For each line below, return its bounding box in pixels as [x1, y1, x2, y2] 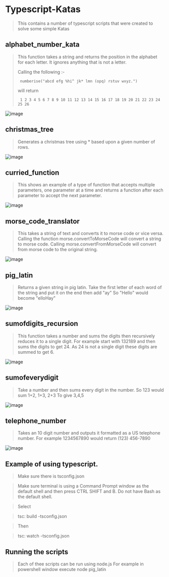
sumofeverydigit [5, 373, 59, 382]
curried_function [5, 168, 60, 177]
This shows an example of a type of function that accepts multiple [17, 182, 155, 188]
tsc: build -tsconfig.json [17, 513, 67, 519]
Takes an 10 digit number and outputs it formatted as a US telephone [17, 430, 160, 436]
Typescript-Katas [5, 4, 81, 15]
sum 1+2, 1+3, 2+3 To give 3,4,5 [17, 392, 84, 398]
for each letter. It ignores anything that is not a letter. [17, 59, 127, 65]
